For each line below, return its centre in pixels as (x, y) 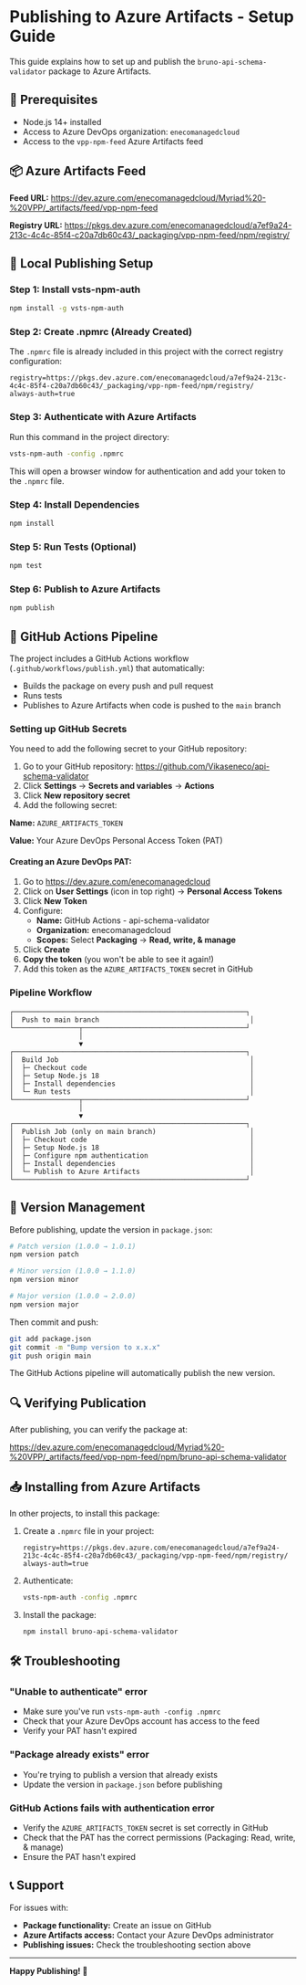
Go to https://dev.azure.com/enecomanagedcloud (117, 882)
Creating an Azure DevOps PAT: (71, 861)
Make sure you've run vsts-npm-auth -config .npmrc (122, 1712)
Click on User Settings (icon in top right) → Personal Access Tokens (152, 891)
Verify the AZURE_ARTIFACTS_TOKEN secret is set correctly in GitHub (145, 1828)
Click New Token (55, 901)
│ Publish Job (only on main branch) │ (132, 1131)
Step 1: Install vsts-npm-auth (75, 289)
